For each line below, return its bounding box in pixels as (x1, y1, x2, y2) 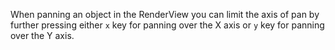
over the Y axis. (10, 30, 75, 41)
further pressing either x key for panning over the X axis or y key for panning (10, 19, 325, 31)
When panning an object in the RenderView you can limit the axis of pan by (10, 9, 320, 20)
